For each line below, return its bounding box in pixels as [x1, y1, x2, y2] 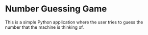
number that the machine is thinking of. [5, 24, 84, 30]
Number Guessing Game [5, 3, 107, 14]
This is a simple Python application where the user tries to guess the [5, 19, 143, 25]
